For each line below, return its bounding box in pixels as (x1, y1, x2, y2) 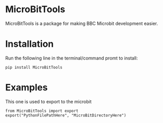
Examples (5, 82, 48, 94)
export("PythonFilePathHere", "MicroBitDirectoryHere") (5, 113, 126, 118)
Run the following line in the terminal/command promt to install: (5, 55, 138, 61)
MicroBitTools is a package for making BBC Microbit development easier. (5, 20, 158, 26)
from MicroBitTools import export (5, 108, 79, 113)
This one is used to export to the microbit (5, 98, 92, 105)
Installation (5, 38, 54, 50)
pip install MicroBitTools (5, 65, 63, 70)
